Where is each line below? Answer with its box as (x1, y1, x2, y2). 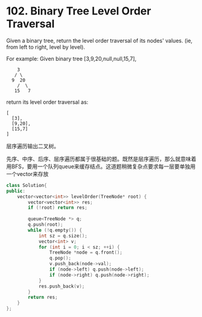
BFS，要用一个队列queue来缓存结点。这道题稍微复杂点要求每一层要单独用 (11, 163, 196, 170)
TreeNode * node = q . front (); (49, 250, 122, 256)
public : (6, 188, 26, 194)
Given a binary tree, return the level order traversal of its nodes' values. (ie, (6, 37, 193, 44)
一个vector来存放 (6, 170, 49, 177)
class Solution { (6, 182, 47, 188)
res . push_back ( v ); (38, 283, 85, 289)
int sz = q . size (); (38, 233, 87, 239)
